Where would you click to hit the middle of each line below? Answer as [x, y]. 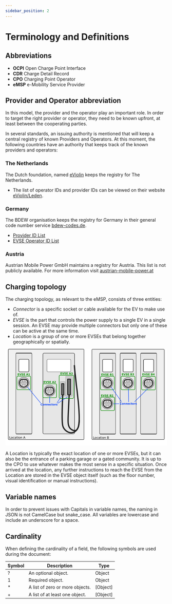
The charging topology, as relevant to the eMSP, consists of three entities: [83, 299]
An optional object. [48, 573]
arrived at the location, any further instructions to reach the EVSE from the [84, 470]
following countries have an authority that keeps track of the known [77, 145]
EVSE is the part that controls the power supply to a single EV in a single [89, 320]
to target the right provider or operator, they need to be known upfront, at [83, 119]
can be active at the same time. [46, 331]
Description [60, 566]
